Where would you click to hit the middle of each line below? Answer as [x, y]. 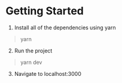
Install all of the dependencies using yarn [65, 27]
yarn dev [31, 62]
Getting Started [45, 11]
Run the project [33, 50]
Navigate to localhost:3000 [48, 73]
